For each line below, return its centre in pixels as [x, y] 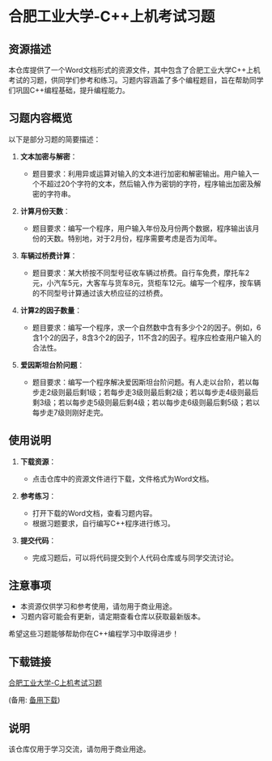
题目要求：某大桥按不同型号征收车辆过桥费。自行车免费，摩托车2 [141, 273]
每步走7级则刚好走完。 [70, 412]
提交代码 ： [38, 540]
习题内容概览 [40, 118]
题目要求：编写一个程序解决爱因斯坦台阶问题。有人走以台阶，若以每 [146, 382]
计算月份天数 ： [45, 210]
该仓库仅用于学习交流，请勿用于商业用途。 [79, 749]
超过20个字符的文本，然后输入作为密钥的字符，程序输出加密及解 [154, 184]
